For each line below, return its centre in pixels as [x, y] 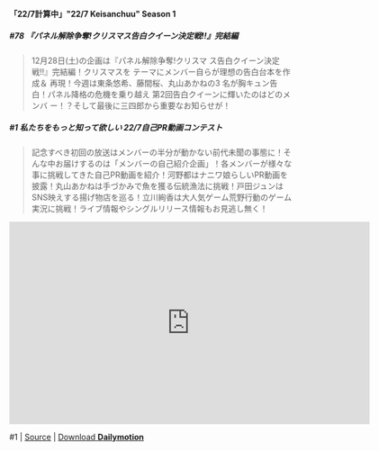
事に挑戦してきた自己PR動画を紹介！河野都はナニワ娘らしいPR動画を [159, 175]
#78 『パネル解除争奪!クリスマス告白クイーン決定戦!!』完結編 [124, 36]
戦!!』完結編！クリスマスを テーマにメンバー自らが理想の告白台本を [157, 71]
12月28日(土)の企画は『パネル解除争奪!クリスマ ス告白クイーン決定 [156, 60]
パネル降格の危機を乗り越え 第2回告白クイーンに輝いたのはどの [165, 94]
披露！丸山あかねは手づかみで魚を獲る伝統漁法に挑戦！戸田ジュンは [157, 185]
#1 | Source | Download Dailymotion [77, 437]
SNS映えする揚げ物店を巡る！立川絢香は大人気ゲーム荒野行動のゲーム [162, 197]
